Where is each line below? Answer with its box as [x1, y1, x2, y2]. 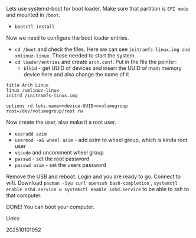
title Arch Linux [6, 82, 49, 88]
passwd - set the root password [14, 155, 90, 162]
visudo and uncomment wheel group [14, 149, 104, 156]
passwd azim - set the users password [14, 162, 106, 168]
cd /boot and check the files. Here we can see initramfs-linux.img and [14, 46, 190, 53]
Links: [6, 215, 21, 221]
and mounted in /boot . [6, 11, 61, 18]
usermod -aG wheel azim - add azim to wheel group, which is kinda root [14, 136, 188, 143]
